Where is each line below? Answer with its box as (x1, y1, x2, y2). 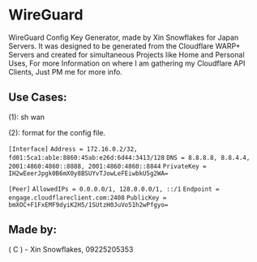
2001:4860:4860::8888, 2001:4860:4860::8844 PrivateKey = (8, 162, 207, 170)
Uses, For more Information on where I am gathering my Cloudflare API (8, 58, 246, 68)
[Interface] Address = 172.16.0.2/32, (8, 144, 138, 153)
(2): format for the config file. (8, 127, 106, 137)
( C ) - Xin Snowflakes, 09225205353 (8, 244, 134, 254)
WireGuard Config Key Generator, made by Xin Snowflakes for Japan (8, 32, 239, 42)
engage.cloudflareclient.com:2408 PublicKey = (8, 193, 167, 202)
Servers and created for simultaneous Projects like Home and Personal (8, 49, 245, 59)
